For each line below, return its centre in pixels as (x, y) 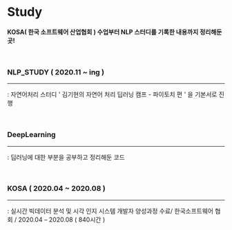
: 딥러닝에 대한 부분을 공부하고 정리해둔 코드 (66, 157)
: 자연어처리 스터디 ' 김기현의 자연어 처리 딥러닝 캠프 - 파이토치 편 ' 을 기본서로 (112, 94)
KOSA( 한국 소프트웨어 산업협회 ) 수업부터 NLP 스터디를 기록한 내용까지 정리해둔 (115, 32)
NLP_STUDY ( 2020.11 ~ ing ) (56, 72)
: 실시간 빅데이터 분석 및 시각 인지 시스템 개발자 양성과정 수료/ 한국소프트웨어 (110, 211)
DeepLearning (32, 135)
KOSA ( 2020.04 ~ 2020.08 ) (56, 189)
